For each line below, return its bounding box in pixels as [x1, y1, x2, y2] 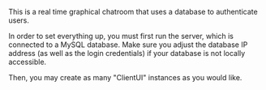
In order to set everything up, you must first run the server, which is [8, 32, 234, 41]
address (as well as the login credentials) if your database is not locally [8, 49, 246, 58]
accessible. [8, 57, 47, 66]
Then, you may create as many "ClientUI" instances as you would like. [8, 73, 242, 82]
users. [8, 15, 30, 25]
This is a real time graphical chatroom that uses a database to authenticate [8, 7, 258, 16]
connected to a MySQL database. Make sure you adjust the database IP [8, 40, 248, 49]
